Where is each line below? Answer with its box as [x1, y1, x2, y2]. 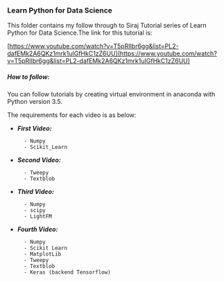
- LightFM [24, 213, 52, 220]
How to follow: [7, 72, 50, 81]
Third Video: [17, 188, 54, 196]
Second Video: [17, 156, 61, 164]
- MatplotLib [24, 251, 62, 258]
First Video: [17, 124, 52, 133]
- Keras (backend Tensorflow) [24, 269, 111, 276]
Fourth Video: [17, 225, 58, 233]
